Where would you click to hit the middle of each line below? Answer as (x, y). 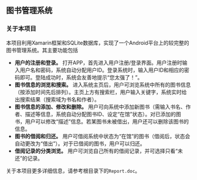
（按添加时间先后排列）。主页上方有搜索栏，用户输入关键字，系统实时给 (101, 92)
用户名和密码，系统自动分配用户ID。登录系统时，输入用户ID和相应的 (102, 70)
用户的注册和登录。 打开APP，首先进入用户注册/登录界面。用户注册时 (98, 62)
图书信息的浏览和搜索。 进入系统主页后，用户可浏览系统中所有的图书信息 (103, 85)
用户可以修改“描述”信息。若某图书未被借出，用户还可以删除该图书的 (107, 121)
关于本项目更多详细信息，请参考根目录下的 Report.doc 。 (73, 171)
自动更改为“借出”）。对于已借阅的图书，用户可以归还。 (80, 144)
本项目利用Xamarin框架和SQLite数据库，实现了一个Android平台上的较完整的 (98, 42)
